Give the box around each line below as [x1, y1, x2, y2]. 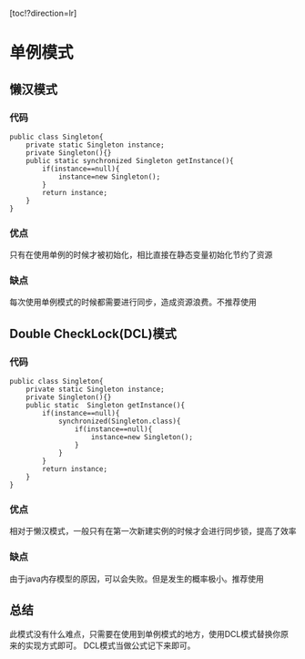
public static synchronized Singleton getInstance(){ [25, 156, 234, 165]
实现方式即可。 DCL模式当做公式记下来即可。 [25, 640, 196, 651]
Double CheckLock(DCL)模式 [9, 325, 178, 341]
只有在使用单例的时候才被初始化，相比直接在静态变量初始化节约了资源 [9, 250, 273, 261]
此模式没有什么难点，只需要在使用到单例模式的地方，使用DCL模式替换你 [9, 628, 281, 639]
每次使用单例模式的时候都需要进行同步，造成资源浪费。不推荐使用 [9, 296, 257, 308]
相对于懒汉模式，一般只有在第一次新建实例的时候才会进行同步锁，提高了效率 [9, 526, 297, 537]
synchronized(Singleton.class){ [57, 417, 181, 427]
